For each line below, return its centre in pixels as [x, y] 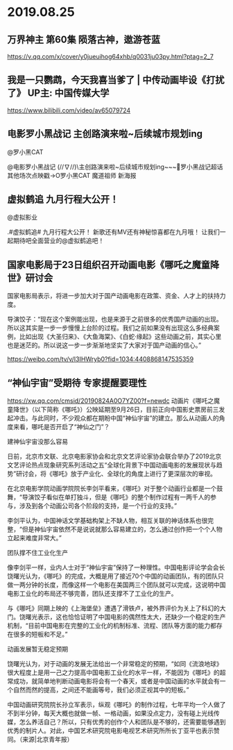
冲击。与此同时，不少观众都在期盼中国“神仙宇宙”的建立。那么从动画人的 [116, 418]
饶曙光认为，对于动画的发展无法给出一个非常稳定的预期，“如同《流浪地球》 [115, 664]
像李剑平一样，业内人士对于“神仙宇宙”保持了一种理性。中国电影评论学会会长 [116, 567]
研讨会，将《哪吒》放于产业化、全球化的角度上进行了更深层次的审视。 [116, 474]
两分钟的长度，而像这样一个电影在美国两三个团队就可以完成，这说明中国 [122, 585]
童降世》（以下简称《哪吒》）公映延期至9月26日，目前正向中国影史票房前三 [113, 410]
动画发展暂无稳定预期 [37, 649]
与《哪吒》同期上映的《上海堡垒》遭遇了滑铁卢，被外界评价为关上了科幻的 [113, 608]
